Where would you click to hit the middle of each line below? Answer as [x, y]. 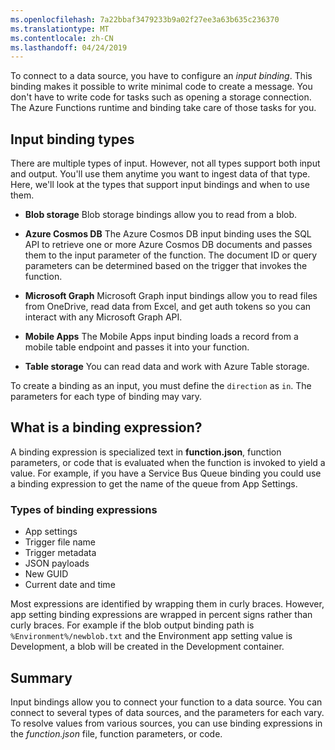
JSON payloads [57, 563]
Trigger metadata [60, 553]
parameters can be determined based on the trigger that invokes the [166, 266]
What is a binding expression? [106, 427]
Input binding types [72, 139]
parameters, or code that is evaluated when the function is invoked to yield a [168, 462]
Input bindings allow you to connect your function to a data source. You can [166, 702]
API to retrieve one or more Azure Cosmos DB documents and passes [168, 245]
